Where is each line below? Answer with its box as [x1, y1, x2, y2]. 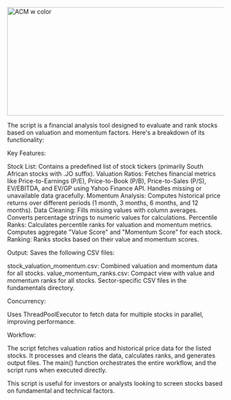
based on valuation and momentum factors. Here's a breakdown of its [7, 128, 205, 137]
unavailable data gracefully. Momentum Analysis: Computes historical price [7, 191, 221, 200]
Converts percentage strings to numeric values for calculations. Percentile [7, 213, 218, 222]
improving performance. [7, 318, 76, 325]
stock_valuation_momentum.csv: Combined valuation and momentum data [7, 262, 218, 270]
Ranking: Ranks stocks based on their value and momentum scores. [7, 235, 199, 243]
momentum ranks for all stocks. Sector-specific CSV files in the [7, 277, 187, 284]
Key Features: [7, 149, 46, 157]
